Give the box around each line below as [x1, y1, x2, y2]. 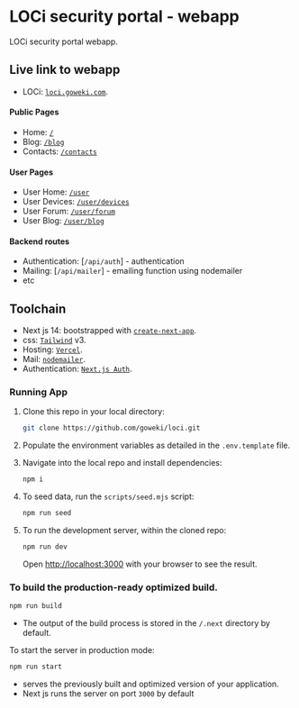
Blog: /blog [22, 136, 65, 147]
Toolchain [9, 301, 67, 316]
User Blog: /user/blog [22, 215, 105, 226]
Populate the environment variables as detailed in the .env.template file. [22, 440, 291, 451]
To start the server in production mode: [9, 645, 155, 656]
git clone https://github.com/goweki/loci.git [22, 423, 201, 433]
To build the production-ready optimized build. [9, 581, 219, 594]
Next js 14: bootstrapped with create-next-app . [22, 325, 196, 336]
